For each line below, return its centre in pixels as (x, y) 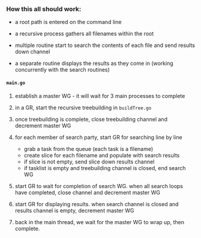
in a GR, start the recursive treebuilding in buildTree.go (83, 108)
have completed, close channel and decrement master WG (88, 192)
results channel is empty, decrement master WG (74, 210)
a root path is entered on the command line (68, 22)
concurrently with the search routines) (62, 70)
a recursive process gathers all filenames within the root (84, 34)
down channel (32, 52)
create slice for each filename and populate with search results (102, 155)
